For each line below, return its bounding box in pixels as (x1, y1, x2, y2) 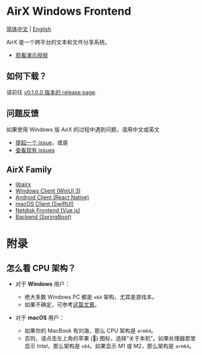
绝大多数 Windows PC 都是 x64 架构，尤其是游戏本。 (24, 293, 158, 301)
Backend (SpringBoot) (15, 213, 72, 221)
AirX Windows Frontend (6, 4, 131, 18)
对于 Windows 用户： (15, 280, 71, 288)
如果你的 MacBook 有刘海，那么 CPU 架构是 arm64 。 (24, 327, 157, 335)
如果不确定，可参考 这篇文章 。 (24, 301, 100, 308)
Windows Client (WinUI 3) (15, 187, 81, 194)
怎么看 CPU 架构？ (6, 262, 76, 273)
